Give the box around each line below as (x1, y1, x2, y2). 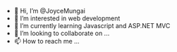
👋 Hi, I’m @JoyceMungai (13, 7, 86, 15)
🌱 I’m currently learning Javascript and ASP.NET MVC (13, 22, 171, 30)
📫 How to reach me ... (13, 37, 80, 45)
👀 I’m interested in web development (13, 14, 121, 22)
